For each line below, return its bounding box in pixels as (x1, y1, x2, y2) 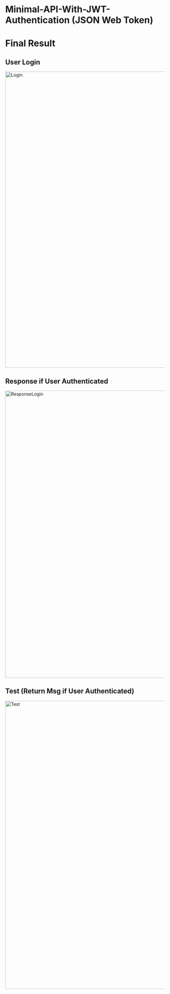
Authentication (5, 14, 70, 26)
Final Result (5, 38, 56, 49)
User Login (5, 57, 40, 67)
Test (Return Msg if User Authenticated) (5, 687, 135, 696)
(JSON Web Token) (71, 14, 153, 26)
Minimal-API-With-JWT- (5, 4, 110, 15)
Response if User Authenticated (5, 377, 108, 385)
